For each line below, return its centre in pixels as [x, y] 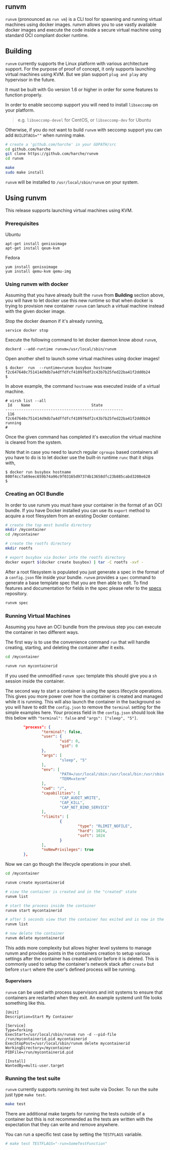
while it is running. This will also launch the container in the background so [83, 701]
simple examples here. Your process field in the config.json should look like [85, 712]
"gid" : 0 [69, 746]
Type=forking [19, 1030]
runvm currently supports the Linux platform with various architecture [77, 63]
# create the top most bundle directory [49, 525]
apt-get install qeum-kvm [32, 248]
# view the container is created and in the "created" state [71, 892]
